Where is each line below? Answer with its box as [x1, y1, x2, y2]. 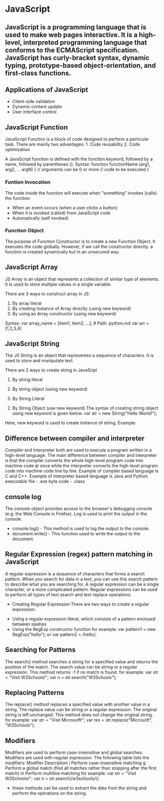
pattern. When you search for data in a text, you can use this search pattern [5, 576, 158, 582]
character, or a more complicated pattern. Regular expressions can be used [5, 586, 158, 592]
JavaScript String [5, 340, 60, 348]
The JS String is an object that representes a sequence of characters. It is [5, 352, 154, 358]
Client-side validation [12, 99, 55, 104]
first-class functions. [5, 69, 71, 77]
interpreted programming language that [23, 38, 147, 47]
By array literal [12, 300, 42, 306]
